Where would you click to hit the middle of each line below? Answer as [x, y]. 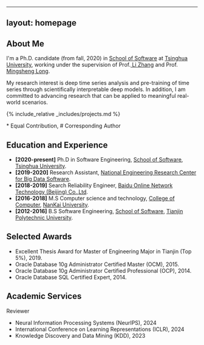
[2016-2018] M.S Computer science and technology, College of [95, 199]
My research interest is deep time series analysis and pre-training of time [98, 83]
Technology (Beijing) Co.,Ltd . [51, 192]
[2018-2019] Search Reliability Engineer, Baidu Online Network [94, 185]
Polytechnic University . [44, 218]
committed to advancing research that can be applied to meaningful [91, 96]
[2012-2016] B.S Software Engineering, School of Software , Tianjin [99, 211]
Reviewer [18, 311]
